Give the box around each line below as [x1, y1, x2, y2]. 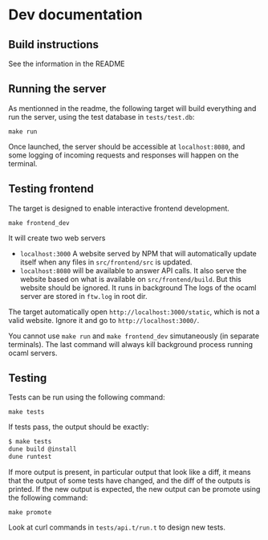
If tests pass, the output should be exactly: [8, 422, 149, 432]
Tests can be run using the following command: [8, 392, 166, 403]
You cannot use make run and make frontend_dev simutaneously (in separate [8, 331, 259, 341]
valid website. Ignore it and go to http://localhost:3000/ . [8, 315, 200, 325]
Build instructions [8, 38, 99, 51]
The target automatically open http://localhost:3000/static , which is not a [8, 307, 260, 317]
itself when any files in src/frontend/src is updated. [19, 257, 193, 267]
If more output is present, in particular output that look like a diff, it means [8, 468, 251, 477]
